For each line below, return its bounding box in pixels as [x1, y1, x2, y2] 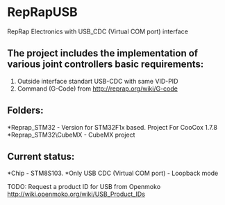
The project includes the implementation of [7, 47, 199, 59]
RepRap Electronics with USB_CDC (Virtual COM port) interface [7, 27, 189, 36]
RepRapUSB [7, 4, 78, 20]
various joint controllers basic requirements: [7, 59, 204, 70]
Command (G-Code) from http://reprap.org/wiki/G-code [17, 84, 178, 93]
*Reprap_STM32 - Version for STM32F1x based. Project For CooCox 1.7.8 [7, 123, 217, 131]
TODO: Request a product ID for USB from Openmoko [7, 183, 161, 191]
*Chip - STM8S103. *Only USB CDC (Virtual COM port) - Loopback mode [7, 169, 219, 178]
